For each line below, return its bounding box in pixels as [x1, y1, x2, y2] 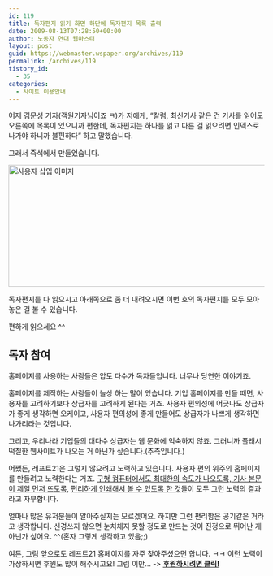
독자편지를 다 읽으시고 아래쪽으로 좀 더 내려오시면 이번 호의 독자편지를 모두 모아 [8, 294, 260, 305]
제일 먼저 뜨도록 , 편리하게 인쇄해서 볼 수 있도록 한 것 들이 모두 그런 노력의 [16, 484, 246, 494]
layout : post [8, 42, 53, 50]
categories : [8, 80, 49, 88]
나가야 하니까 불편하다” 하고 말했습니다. [8, 131, 133, 141]
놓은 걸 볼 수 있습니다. [8, 305, 78, 314]
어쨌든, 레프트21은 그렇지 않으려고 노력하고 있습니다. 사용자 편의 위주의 [8, 464, 233, 474]
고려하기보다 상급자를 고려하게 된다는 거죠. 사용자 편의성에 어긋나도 [29, 399, 243, 409]
